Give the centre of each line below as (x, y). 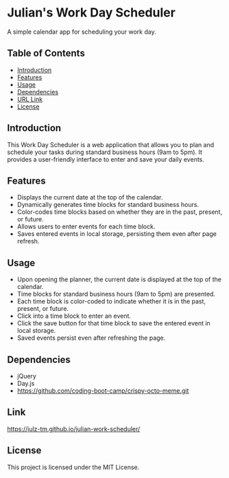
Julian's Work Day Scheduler (92, 13)
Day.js (26, 383)
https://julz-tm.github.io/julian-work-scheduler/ (74, 428)
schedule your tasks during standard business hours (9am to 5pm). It (105, 152)
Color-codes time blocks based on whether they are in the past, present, (120, 212)
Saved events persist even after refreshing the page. (91, 338)
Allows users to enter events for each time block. (86, 227)
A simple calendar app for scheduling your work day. (82, 32)
